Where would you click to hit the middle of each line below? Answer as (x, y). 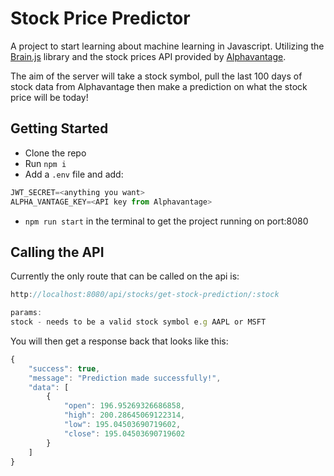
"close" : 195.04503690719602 (124, 433)
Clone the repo (55, 153)
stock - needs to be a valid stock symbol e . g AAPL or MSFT (138, 322)
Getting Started (59, 128)
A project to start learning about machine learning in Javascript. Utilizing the (167, 46)
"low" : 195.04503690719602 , (122, 425)
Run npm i (45, 163)
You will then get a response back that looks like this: (119, 341)
